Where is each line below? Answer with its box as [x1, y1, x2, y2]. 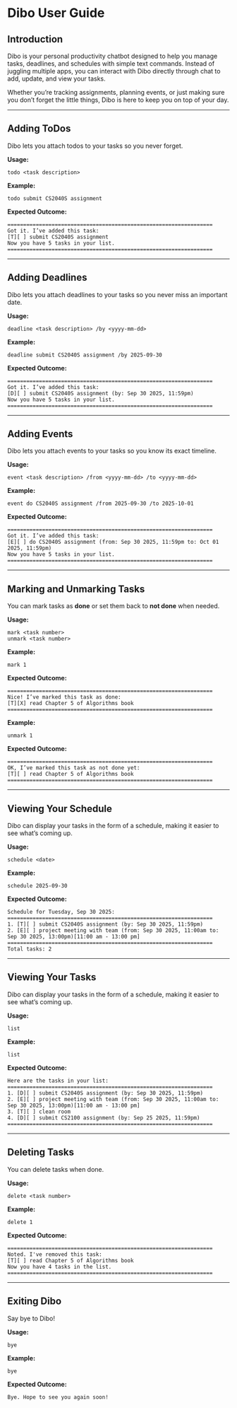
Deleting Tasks [7, 1146, 74, 1158]
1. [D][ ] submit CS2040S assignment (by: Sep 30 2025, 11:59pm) [7, 1089, 203, 1097]
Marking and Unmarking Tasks [7, 583, 145, 595]
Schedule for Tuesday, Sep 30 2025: [7, 909, 115, 916]
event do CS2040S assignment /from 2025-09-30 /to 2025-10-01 [7, 500, 194, 507]
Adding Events [7, 428, 73, 440]
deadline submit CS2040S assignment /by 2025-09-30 [7, 351, 162, 359]
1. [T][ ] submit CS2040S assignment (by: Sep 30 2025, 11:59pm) [7, 921, 203, 928]
